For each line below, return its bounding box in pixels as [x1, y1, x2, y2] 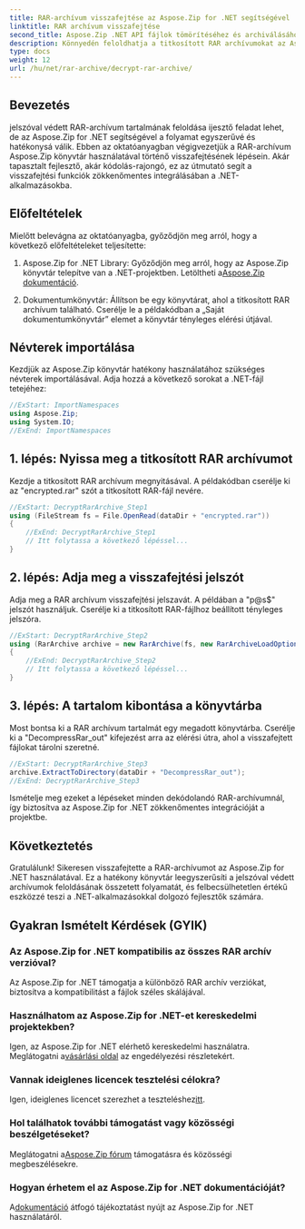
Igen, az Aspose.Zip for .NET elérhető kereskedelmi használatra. [9, 1041, 251, 1052]
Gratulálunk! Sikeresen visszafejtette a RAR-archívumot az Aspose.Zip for [9, 862, 284, 873]
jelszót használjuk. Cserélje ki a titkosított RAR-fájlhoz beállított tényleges [9, 603, 283, 614]
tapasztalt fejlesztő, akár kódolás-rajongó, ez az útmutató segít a [9, 160, 252, 171]
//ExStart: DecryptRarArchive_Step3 [9, 759, 148, 768]
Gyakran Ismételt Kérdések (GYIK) [9, 917, 208, 933]
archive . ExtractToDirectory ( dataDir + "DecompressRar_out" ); [9, 768, 246, 777]
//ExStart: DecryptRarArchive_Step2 [9, 630, 148, 640]
